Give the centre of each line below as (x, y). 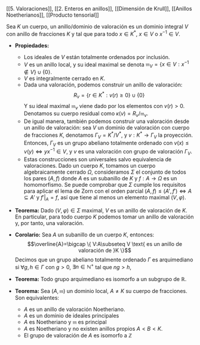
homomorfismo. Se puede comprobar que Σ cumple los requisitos (105, 184)
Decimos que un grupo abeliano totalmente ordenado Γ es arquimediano (104, 260)
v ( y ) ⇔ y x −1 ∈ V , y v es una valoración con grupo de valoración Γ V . (108, 152)
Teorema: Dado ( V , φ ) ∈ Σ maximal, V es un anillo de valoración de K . (101, 210)
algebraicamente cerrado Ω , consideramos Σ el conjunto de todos (105, 172)
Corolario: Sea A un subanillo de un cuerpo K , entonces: (84, 235)
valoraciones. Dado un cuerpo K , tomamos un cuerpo (90, 165)
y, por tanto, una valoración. (49, 223)
